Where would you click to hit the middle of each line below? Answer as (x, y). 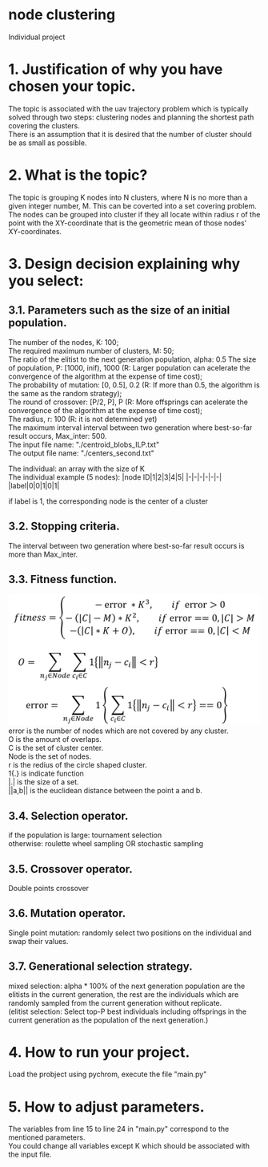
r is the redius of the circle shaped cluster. (78, 765)
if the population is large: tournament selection (85, 835)
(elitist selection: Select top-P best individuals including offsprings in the (127, 1011)
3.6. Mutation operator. (67, 913)
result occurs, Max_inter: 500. (58, 436)
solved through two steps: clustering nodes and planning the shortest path (131, 117)
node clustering (62, 15)
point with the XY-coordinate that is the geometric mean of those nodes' (128, 223)
